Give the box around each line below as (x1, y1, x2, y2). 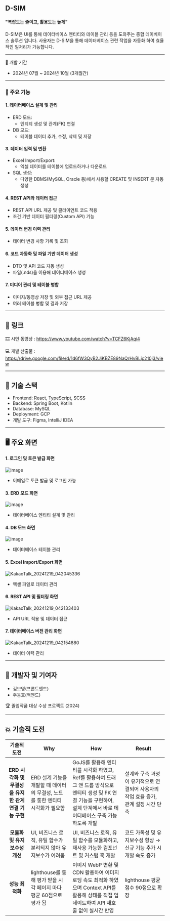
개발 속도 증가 (124, 852, 156, 859)
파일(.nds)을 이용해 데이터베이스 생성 (12, 269, 86, 275)
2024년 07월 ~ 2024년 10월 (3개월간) (12, 70, 89, 76)
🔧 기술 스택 (5, 381, 38, 390)
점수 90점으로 (124, 884, 156, 891)
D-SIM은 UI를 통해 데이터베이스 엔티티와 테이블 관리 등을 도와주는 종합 (5, 31, 145, 37)
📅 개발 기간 (5, 59, 27, 65)
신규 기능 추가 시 (124, 844, 162, 851)
